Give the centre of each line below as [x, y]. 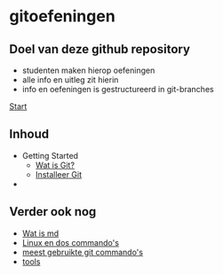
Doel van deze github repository [100, 49]
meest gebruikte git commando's [83, 252]
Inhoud [29, 134]
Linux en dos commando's [71, 242]
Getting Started [50, 155]
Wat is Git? [55, 165]
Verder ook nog [53, 212]
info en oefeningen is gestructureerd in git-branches [118, 89]
